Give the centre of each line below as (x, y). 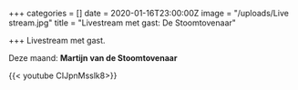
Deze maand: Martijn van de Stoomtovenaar (93, 58)
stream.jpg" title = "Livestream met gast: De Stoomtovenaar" (122, 23)
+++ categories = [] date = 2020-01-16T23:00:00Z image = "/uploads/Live (149, 13)
